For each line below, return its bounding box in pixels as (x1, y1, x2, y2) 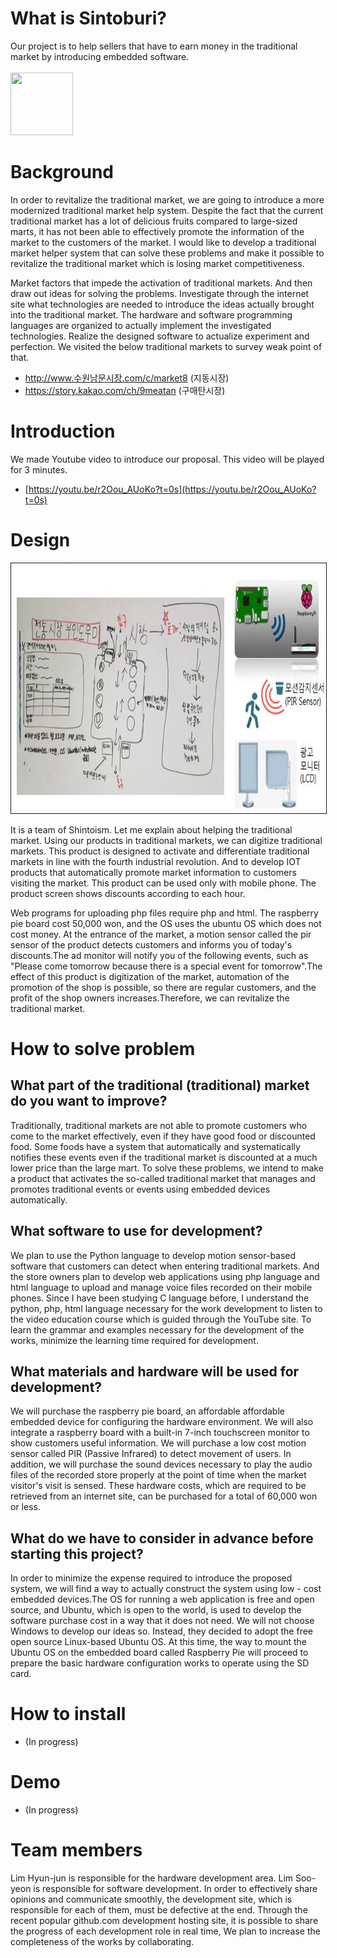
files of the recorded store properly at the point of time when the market (10, 1469, 307, 1481)
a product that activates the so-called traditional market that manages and (10, 1172, 316, 1184)
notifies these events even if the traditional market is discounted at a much (10, 1151, 318, 1163)
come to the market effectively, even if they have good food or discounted (10, 1130, 316, 1142)
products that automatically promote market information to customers (10, 866, 297, 878)
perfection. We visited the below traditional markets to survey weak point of (10, 340, 323, 352)
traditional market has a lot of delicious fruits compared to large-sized (10, 215, 298, 227)
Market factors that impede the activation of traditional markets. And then (10, 277, 313, 289)
